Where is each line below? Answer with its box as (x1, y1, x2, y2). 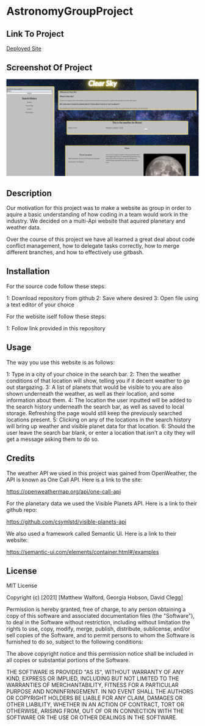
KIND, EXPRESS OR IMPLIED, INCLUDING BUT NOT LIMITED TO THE (6, 675, 179, 683)
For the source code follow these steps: (6, 283, 106, 290)
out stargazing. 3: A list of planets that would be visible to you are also (6, 383, 183, 391)
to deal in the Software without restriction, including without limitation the (6, 619, 190, 626)
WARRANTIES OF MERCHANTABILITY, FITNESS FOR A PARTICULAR (6, 681, 179, 689)
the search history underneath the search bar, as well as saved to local (6, 402, 184, 410)
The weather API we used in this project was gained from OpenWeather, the (6, 469, 197, 476)
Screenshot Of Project (6, 62, 93, 73)
